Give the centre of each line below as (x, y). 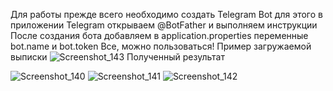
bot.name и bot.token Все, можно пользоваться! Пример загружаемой (161, 46)
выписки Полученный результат (117, 57)
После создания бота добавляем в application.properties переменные (159, 35)
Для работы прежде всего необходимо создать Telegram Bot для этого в (166, 14)
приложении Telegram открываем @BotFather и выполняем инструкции (164, 25)
